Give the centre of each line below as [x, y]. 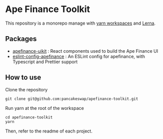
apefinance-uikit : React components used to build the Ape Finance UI [85, 51]
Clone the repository [26, 89]
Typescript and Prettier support [45, 62]
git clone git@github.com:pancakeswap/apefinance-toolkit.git [72, 99]
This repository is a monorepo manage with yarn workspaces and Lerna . [80, 23]
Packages [21, 39]
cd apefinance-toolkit [29, 117]
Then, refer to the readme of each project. [49, 131]
